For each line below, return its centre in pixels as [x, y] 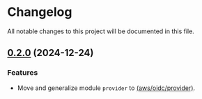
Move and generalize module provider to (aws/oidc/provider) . [106, 88]
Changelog [40, 12]
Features [23, 73]
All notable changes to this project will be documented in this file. [101, 31]
